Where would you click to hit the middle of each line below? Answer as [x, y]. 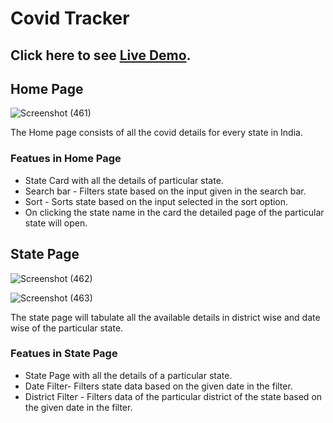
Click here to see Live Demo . [101, 55]
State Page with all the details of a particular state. [128, 375]
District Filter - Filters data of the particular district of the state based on [173, 396]
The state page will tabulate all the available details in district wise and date [165, 317]
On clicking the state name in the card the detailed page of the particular [174, 212]
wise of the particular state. [67, 328]
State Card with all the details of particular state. [124, 180]
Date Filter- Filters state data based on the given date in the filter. [158, 386]
